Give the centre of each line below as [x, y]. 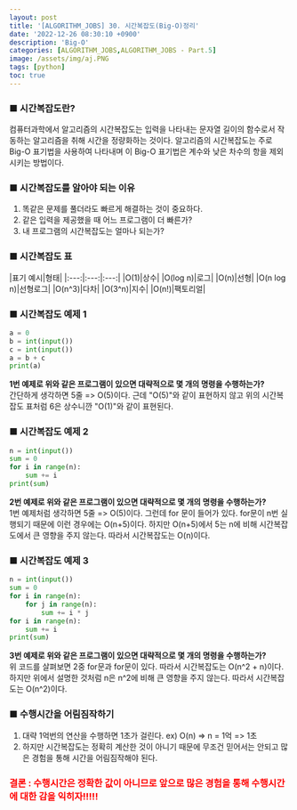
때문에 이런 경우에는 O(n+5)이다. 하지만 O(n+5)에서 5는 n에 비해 [145, 524]
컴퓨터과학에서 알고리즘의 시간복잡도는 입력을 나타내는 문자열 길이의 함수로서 [142, 129]
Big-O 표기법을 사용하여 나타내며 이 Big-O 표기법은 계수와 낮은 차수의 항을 [138, 151]
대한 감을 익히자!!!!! [59, 796]
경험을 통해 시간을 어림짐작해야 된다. [95, 757]
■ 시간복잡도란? [42, 108]
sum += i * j [65, 612]
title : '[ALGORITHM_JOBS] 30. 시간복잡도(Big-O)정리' [104, 26]
